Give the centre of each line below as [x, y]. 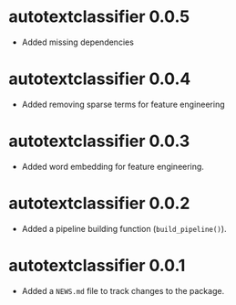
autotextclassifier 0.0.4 [100, 79]
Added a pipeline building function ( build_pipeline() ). [124, 228]
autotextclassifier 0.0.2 [99, 204]
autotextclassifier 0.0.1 [97, 265]
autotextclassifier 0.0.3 [99, 141]
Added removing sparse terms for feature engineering [123, 104]
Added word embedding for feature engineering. [113, 166]
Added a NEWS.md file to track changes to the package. [123, 290]
